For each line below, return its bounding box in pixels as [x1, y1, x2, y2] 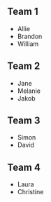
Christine [17, 188, 44, 196]
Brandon [17, 32, 43, 40]
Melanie [17, 86, 41, 95]
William [17, 39, 39, 48]
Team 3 [7, 115, 41, 127]
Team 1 [7, 6, 38, 18]
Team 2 [7, 60, 41, 72]
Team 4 [7, 161, 41, 173]
